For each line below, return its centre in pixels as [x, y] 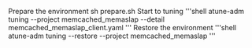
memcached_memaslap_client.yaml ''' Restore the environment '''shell [122, 27]
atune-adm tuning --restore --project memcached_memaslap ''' [112, 36]
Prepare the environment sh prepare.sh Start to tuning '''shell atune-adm [126, 11]
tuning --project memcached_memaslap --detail [87, 19]
